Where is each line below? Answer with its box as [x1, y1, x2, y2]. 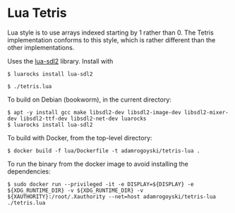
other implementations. [7, 43, 75, 51]
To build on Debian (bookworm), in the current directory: [7, 95, 171, 104]
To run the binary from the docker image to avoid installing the [7, 159, 188, 168]
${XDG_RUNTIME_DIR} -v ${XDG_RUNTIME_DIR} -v [7, 187, 143, 194]
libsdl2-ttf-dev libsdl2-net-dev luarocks [20, 115, 147, 122]
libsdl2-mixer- [183, 109, 229, 116]
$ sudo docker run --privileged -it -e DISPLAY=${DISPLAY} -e [7, 181, 194, 188]
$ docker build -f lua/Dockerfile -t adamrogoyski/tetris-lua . [7, 147, 200, 154]
